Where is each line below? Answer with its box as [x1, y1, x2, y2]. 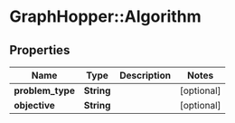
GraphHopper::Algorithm [9, 6, 202, 27]
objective [14, 99, 56, 111]
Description [118, 70, 172, 81]
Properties [9, 43, 70, 58]
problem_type [14, 84, 75, 97]
